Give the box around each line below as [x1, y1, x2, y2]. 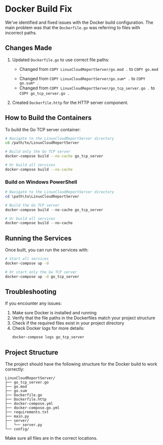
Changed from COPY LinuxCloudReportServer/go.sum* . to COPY [19, 75, 145, 81]
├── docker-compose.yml [5, 401, 54, 406]
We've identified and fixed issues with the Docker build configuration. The [5, 19, 153, 25]
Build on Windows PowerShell [5, 178, 77, 185]
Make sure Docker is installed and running [12, 310, 97, 316]
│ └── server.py [5, 423, 42, 428]
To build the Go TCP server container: [5, 126, 81, 132]
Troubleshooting [5, 288, 57, 296]
